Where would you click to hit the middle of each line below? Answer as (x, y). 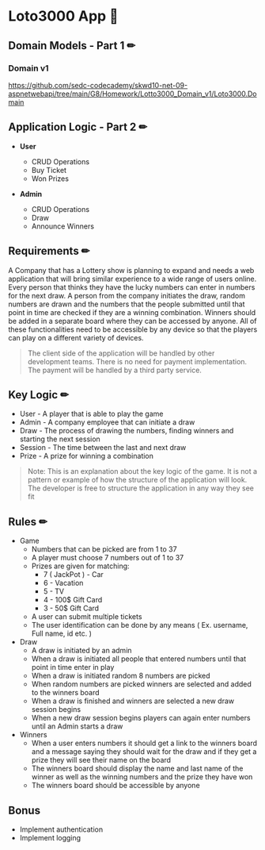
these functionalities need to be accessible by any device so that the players (133, 329)
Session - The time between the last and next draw (103, 448)
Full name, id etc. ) (62, 633)
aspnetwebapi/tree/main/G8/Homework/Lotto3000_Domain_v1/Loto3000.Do (132, 94)
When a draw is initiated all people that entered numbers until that (139, 659)
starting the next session (60, 439)
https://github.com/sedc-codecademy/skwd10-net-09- (98, 85)
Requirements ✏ (49, 251)
